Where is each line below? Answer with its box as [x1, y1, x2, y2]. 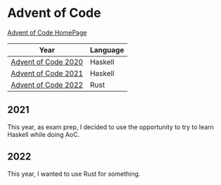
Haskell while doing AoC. [7, 130, 80, 138]
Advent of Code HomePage [7, 28, 87, 37]
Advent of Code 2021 [11, 68, 83, 78]
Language [89, 44, 125, 54]
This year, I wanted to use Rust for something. [7, 169, 141, 178]
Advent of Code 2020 [11, 56, 83, 66]
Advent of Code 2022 [11, 80, 83, 90]
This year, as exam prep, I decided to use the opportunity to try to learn [7, 122, 215, 131]
